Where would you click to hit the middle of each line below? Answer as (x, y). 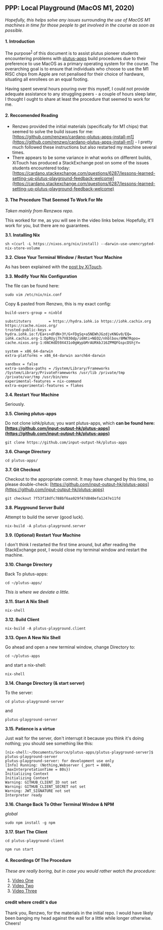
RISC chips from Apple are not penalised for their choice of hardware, (75, 74)
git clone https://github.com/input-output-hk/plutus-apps (66, 442)
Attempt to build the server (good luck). (45, 517)
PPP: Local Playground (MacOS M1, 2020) (70, 8)
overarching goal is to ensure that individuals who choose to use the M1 (77, 69)
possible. (14, 30)
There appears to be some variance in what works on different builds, (82, 157)
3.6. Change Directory (28, 452)
